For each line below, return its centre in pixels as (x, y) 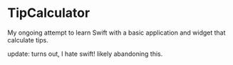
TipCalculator (49, 13)
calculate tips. (28, 40)
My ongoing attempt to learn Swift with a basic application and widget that (116, 32)
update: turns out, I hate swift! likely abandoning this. (85, 54)
